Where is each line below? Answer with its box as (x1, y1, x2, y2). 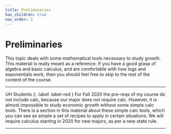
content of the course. (5, 77, 52, 83)
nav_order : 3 (5, 17, 33, 22)
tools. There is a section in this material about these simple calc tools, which (5, 107, 165, 114)
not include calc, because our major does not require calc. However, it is (5, 97, 157, 103)
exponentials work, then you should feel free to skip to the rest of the (5, 71, 150, 77)
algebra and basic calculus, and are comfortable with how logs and (5, 66, 146, 72)
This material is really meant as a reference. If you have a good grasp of (5, 61, 156, 67)
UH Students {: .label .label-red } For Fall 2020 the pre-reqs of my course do (5, 92, 165, 98)
